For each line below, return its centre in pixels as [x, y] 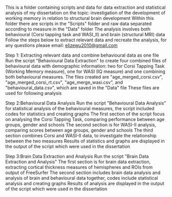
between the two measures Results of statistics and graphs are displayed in [85, 141]
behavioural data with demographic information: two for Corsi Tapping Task [85, 66]
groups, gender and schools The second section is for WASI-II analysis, [81, 125]
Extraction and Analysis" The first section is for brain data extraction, [78, 162]
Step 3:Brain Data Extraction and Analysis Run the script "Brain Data [77, 156]
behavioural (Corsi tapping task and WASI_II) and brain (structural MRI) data [85, 34]
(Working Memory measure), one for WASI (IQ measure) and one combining [85, 71]
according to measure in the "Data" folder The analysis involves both [78, 29]
